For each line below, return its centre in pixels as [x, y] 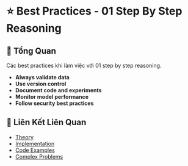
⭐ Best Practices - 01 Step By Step [94, 11]
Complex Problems [39, 156]
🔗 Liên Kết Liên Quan [46, 122]
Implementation [35, 143]
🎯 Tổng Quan [31, 51]
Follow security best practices [54, 103]
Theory [24, 137]
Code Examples [35, 150]
